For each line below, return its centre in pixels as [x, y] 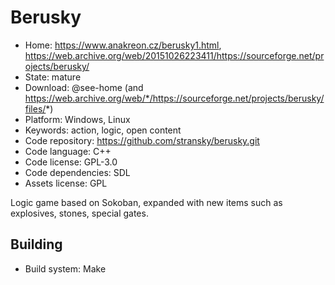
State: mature [53, 77]
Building [36, 244]
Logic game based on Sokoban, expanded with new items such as [146, 202]
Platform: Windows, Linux [77, 119]
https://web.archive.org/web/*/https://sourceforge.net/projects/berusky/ [174, 98]
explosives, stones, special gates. [79, 213]
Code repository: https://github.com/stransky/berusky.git [142, 140]
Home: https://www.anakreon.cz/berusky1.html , [123, 45]
